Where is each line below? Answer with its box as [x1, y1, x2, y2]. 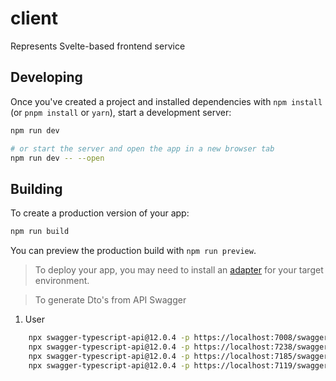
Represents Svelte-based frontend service [10, 40, 186, 52]
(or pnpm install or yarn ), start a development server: [10, 106, 232, 118]
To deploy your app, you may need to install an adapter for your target [34, 264, 324, 276]
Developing [10, 69, 83, 86]
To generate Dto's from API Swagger [34, 294, 187, 306]
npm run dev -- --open [10, 153, 105, 163]
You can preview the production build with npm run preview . [10, 245, 257, 257]
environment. [34, 275, 90, 287]
